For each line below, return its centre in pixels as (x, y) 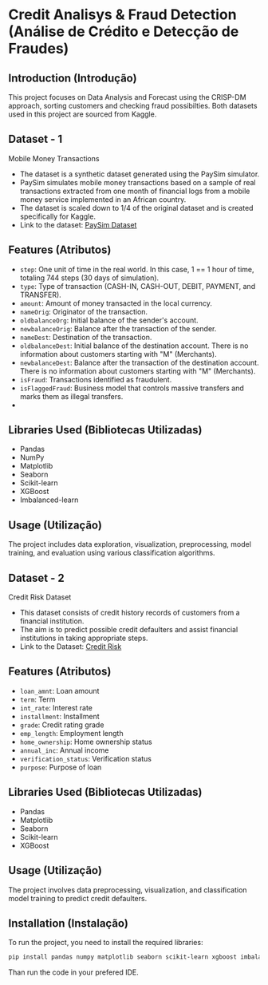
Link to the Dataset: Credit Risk (71, 647)
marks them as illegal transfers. (71, 396)
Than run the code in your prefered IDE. (73, 972)
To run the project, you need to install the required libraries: (106, 943)
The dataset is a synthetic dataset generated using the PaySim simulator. (140, 174)
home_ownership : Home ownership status (86, 742)
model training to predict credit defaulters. (78, 898)
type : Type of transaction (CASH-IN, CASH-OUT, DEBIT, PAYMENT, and (138, 286)
